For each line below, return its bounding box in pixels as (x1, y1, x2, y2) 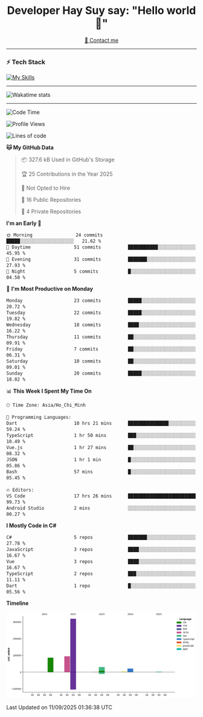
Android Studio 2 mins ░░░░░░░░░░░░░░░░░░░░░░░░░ (6, 505, 196, 512)
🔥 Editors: (6, 487, 34, 493)
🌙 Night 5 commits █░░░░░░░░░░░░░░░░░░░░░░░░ (6, 268, 196, 275)
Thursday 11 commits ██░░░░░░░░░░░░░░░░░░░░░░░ (6, 334, 196, 340)
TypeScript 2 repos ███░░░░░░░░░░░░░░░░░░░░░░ (6, 571, 196, 577)
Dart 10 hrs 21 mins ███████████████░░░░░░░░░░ (6, 421, 196, 427)
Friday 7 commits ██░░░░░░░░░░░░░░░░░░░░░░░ (6, 346, 196, 352)
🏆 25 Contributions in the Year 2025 (21, 170, 113, 178)
